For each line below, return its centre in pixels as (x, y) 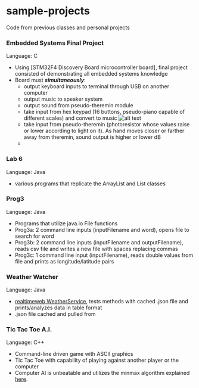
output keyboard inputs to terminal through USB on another (97, 86)
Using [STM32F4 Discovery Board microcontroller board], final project (101, 67)
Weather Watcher (32, 277)
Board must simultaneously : (50, 80)
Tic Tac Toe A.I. (29, 330)
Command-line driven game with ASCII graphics (74, 354)
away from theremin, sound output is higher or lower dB (92, 137)
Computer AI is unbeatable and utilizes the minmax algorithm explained (102, 373)
